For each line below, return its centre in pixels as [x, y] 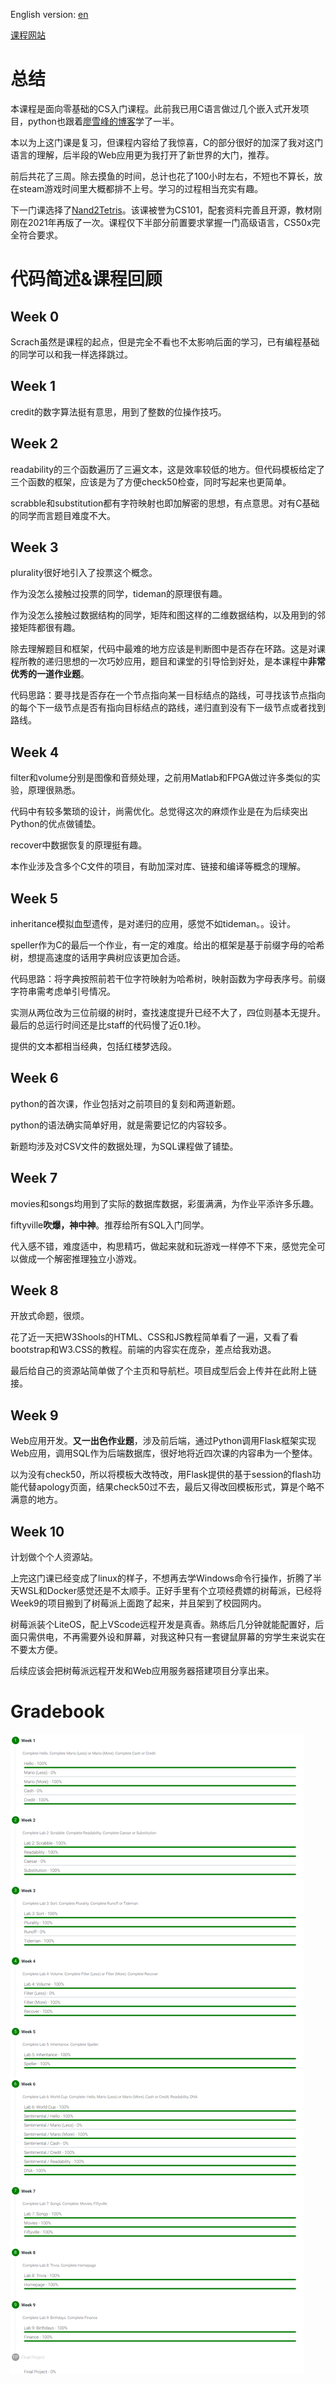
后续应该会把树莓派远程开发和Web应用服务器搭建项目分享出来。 [142, 1671]
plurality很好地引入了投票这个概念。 [84, 573]
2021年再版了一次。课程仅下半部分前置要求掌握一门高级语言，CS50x [169, 222]
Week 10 [37, 1531]
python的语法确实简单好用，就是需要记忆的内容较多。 [121, 1125]
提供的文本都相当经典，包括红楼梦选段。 [93, 1046]
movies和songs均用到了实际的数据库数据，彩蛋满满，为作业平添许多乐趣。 [165, 1203]
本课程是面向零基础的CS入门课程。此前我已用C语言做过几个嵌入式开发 [155, 108]
